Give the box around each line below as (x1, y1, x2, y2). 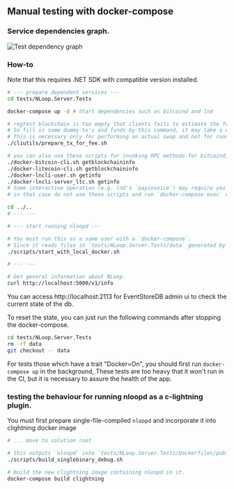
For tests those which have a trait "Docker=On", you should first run (7, 360, 202, 368)
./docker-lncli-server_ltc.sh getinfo (7, 178, 120, 185)
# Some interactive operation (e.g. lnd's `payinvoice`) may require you (7, 184, 226, 192)
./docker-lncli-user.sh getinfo (7, 172, 101, 179)
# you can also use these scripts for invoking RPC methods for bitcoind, (7, 152, 229, 159)
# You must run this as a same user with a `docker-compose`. (7, 235, 192, 242)
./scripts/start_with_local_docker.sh (7, 248, 120, 255)
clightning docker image (7, 424, 77, 432)
